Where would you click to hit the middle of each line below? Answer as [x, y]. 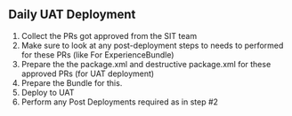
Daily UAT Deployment [72, 15]
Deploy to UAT [48, 92]
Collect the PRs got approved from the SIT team [109, 35]
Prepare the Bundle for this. [72, 82]
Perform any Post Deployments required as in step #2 [120, 102]
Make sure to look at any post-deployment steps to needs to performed [152, 45]
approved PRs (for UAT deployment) [88, 73]
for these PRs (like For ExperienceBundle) [97, 54]
